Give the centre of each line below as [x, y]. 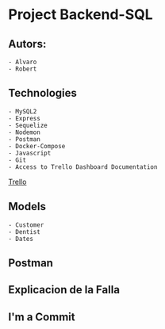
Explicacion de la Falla [64, 290]
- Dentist [25, 231]
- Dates [21, 239]
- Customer [26, 225]
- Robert [23, 69]
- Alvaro [23, 62]
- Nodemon [25, 132]
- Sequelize [28, 125]
